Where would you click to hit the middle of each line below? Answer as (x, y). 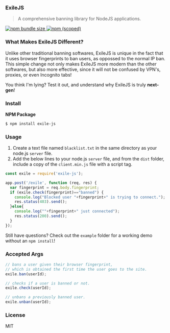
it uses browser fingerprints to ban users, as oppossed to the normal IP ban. (85, 58)
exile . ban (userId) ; (26, 274)
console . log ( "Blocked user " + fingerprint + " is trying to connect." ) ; (90, 197)
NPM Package (20, 114)
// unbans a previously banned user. (45, 297)
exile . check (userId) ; (28, 288)
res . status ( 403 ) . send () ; (41, 202)
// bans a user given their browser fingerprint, (59, 265)
